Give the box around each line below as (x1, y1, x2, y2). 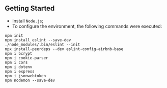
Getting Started (5, 4, 55, 13)
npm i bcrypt (5, 51, 33, 56)
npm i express (5, 69, 35, 74)
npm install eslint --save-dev (5, 37, 71, 42)
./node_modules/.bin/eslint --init (5, 42, 80, 47)
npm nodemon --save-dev (5, 78, 55, 83)
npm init (5, 33, 23, 38)
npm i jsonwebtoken (5, 73, 46, 78)
